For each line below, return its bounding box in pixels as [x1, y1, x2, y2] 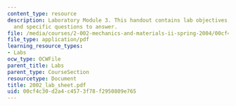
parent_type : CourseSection [7, 68, 90, 75]
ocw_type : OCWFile [7, 56, 61, 63]
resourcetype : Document [7, 75, 77, 82]
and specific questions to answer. [13, 23, 118, 30]
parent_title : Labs [7, 62, 65, 69]
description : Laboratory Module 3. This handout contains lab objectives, [7, 17, 231, 24]
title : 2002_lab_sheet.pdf [7, 82, 86, 89]
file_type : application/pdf [7, 36, 90, 43]
